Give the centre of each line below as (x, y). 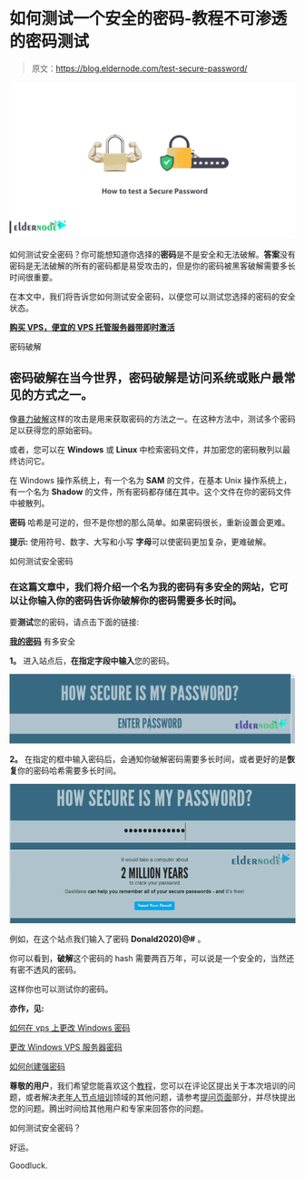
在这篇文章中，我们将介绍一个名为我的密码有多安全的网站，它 (144, 586)
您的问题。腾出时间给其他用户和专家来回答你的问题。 (109, 1109)
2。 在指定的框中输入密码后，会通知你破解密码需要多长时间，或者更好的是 (148, 759)
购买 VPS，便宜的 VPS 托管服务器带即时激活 (92, 328)
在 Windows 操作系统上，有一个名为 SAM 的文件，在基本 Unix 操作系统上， (151, 480)
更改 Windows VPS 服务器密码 (66, 1047)
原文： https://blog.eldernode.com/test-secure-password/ (139, 68)
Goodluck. (29, 1165)
